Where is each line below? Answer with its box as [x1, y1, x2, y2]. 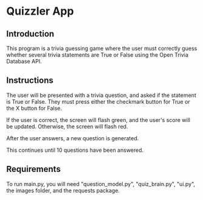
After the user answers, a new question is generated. [6, 134, 139, 141]
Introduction [6, 29, 55, 39]
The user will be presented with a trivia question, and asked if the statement [6, 91, 196, 99]
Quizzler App [6, 4, 74, 18]
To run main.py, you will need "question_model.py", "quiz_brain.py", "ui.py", [6, 180, 196, 187]
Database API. [6, 58, 42, 65]
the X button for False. [6, 104, 63, 112]
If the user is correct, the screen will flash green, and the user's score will [6, 116, 190, 123]
